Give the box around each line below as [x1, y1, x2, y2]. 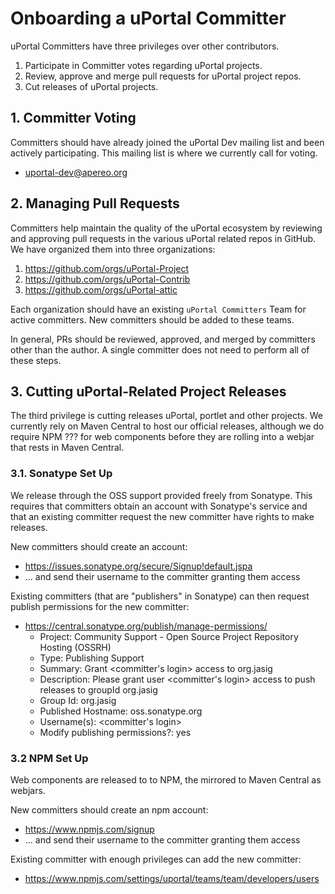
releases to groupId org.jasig [39, 683, 158, 696]
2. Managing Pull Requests [10, 195, 180, 212]
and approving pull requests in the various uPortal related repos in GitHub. [10, 232, 317, 244]
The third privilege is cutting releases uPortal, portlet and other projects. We [10, 410, 323, 422]
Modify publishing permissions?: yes [39, 726, 192, 738]
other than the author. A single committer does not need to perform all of [10, 343, 310, 356]
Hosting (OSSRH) [39, 641, 112, 653]
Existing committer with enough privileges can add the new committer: [10, 853, 302, 865]
